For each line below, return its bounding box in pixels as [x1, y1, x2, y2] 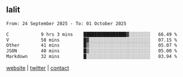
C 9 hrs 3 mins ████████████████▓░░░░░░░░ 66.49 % [6, 31, 178, 38]
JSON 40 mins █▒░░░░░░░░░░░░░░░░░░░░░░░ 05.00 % [6, 48, 178, 54]
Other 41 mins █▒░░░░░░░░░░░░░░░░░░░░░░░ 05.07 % [6, 42, 178, 48]
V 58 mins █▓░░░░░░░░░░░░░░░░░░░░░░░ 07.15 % [6, 37, 178, 43]
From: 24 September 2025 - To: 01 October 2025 [6, 20, 127, 26]
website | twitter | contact [6, 64, 70, 72]
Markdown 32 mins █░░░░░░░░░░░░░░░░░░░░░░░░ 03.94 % [6, 54, 178, 60]
